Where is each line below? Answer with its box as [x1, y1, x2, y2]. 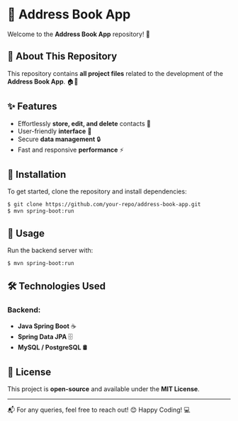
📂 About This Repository [7, 50, 118, 62]
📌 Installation [7, 168, 67, 180]
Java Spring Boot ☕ [17, 322, 76, 330]
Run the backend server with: [7, 246, 93, 254]
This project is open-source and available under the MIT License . [7, 385, 200, 393]
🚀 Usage [7, 227, 45, 240]
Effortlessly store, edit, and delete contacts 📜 [17, 119, 151, 128]
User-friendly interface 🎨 [17, 127, 92, 135]
